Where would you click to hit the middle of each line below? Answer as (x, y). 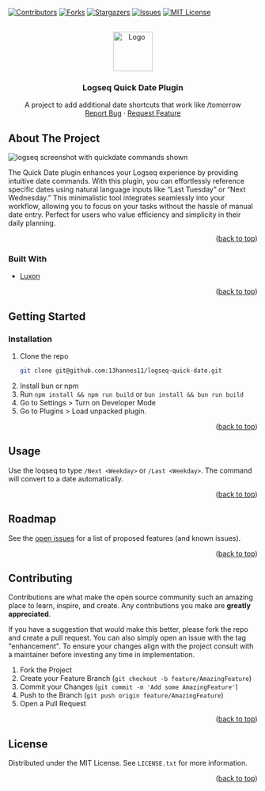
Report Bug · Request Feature (133, 113)
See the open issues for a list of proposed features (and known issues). (125, 538)
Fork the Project (46, 670)
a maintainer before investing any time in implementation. (102, 655)
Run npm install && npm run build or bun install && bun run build (131, 394)
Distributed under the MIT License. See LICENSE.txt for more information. (128, 763)
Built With (28, 259)
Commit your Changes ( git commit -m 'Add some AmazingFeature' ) (129, 687)
